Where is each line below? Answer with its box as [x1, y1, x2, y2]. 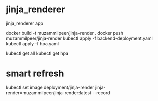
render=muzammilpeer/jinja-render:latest [6, 89, 92, 96]
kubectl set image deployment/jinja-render [6, 84, 95, 90]
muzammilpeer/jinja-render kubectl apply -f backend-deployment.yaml [6, 35, 153, 41]
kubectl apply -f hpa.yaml [6, 40, 59, 46]
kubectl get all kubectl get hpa [6, 50, 69, 56]
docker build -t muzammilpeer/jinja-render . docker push [6, 30, 124, 36]
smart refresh [6, 68, 64, 79]
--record [92, 89, 110, 96]
